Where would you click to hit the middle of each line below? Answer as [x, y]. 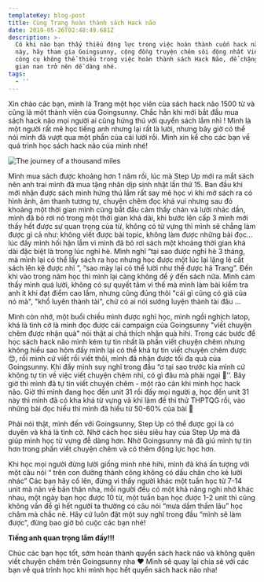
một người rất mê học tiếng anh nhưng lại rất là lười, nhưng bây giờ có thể [127, 129]
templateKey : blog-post [47, 15]
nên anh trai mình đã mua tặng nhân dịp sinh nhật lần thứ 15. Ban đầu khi [126, 184]
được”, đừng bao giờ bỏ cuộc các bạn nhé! [77, 522]
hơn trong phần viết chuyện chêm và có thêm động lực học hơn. [112, 448]
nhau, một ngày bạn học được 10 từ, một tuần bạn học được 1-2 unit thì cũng [132, 497]
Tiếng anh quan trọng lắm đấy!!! [62, 538]
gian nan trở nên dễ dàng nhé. [66, 67]
